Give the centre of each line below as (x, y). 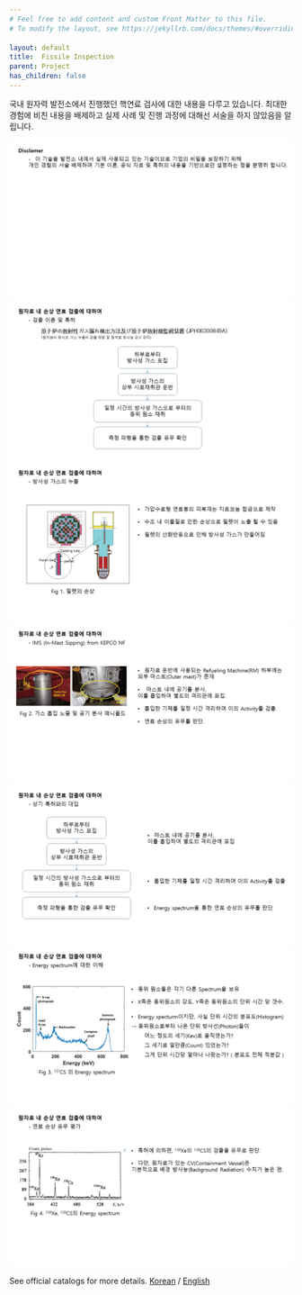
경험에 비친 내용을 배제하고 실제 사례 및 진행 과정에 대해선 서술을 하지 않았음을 (146, 115)
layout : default (40, 48)
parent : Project (40, 67)
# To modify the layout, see (64, 28)
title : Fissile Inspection (62, 57)
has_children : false (48, 77)
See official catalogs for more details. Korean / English (110, 1281)
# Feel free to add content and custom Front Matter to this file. (138, 19)
